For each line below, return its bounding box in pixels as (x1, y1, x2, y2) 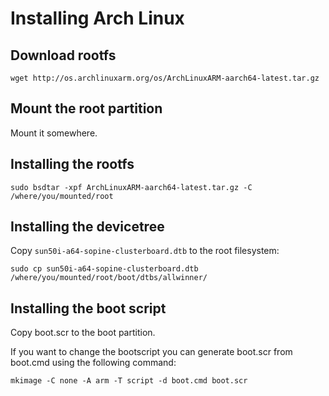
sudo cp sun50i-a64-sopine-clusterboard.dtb (10, 264, 199, 274)
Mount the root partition (10, 100, 163, 117)
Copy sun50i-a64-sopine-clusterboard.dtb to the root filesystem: (10, 245, 280, 257)
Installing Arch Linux (10, 7, 185, 30)
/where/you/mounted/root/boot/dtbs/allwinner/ (10, 273, 208, 283)
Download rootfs (10, 47, 117, 64)
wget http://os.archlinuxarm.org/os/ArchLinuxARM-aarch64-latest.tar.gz (10, 73, 320, 83)
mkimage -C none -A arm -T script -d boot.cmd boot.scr (10, 376, 248, 386)
